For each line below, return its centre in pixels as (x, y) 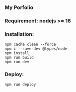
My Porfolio (19, 7)
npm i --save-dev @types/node (36, 49)
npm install (17, 53)
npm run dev (17, 62)
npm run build (19, 58)
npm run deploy (20, 85)
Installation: (19, 34)
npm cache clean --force (30, 45)
